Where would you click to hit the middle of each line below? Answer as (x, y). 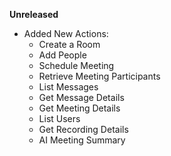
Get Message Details (81, 97)
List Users (59, 118)
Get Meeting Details (79, 108)
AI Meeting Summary (82, 140)
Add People (62, 55)
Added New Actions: (66, 33)
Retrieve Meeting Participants (99, 76)
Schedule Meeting (76, 65)
